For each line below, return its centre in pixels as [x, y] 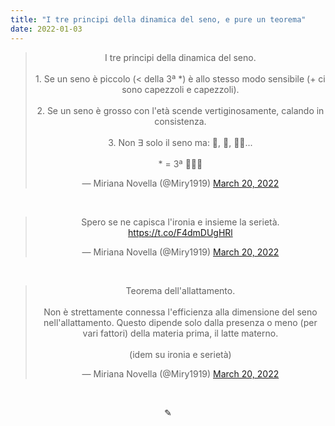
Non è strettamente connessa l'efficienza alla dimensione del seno [180, 312]
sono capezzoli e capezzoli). [180, 89]
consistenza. [180, 121]
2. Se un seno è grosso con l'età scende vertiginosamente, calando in [180, 110]
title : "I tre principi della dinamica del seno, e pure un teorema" [158, 19]
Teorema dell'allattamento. [180, 290]
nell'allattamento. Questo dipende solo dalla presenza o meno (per [180, 322]
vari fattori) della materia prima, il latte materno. [180, 333]
